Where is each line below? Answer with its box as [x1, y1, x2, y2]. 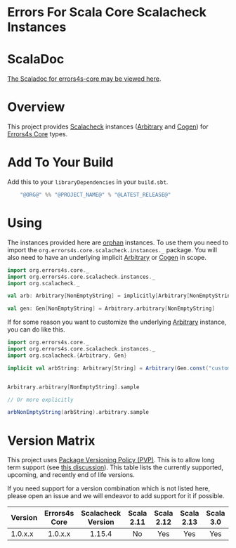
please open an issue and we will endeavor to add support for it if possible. [7, 492, 225, 500]
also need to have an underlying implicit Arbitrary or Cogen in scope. [7, 253, 207, 261]
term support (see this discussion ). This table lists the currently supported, [7, 463, 223, 471]
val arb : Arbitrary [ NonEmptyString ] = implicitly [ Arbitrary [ [7, 292, 190, 299]
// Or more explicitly [7, 396, 74, 403]
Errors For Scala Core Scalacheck [7, 4, 207, 20]
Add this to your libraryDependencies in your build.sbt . [7, 178, 169, 186]
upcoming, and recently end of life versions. [7, 471, 135, 479]
